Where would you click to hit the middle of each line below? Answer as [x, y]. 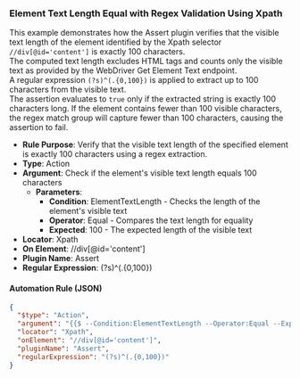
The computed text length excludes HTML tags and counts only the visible [146, 62]
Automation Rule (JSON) [56, 288]
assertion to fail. [39, 127]
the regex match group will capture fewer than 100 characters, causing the [146, 118]
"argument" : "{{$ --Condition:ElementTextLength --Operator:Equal [143, 324]
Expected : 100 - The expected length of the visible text [150, 230]
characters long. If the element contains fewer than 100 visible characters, [146, 109]
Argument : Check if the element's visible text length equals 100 [139, 173]
